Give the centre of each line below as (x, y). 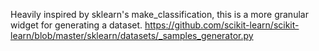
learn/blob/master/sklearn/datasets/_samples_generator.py (132, 35)
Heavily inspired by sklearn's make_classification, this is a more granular (159, 14)
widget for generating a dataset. (76, 25)
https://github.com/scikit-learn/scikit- (222, 25)
